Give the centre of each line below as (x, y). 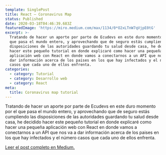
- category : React (29, 83)
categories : (17, 70)
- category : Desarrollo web (39, 78)
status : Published (24, 19)
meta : (11, 88)
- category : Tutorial (32, 74)
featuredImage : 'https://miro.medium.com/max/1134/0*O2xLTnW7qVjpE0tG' (80, 28)
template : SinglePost (27, 10)
